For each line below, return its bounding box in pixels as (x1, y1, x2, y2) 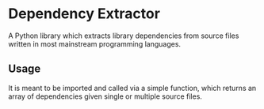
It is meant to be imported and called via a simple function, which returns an (8, 83, 257, 92)
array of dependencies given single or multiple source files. (8, 92, 202, 101)
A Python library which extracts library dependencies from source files (8, 31, 239, 40)
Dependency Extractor (8, 5, 161, 23)
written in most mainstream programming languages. (8, 39, 181, 48)
